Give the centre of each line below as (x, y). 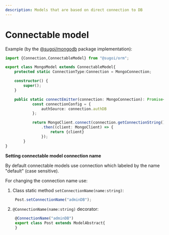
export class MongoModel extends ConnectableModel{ (60, 67)
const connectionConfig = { (62, 104)
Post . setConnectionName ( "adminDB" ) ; (53, 200)
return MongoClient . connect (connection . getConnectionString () (99, 123)
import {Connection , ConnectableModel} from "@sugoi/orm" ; (67, 58)
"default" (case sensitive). (32, 171)
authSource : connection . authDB (74, 109)
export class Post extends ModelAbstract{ (60, 223)
